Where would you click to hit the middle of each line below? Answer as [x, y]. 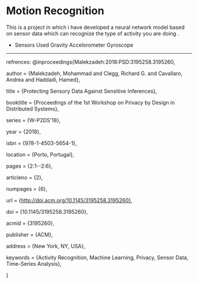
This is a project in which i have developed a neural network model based [95, 27]
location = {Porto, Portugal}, [40, 154]
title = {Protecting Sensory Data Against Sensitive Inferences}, [82, 91]
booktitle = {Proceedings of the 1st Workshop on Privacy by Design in [90, 102]
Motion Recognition [55, 11]
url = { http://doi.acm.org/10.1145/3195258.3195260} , [69, 200]
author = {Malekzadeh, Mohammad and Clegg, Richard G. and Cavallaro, [94, 73]
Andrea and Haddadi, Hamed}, [43, 79]
